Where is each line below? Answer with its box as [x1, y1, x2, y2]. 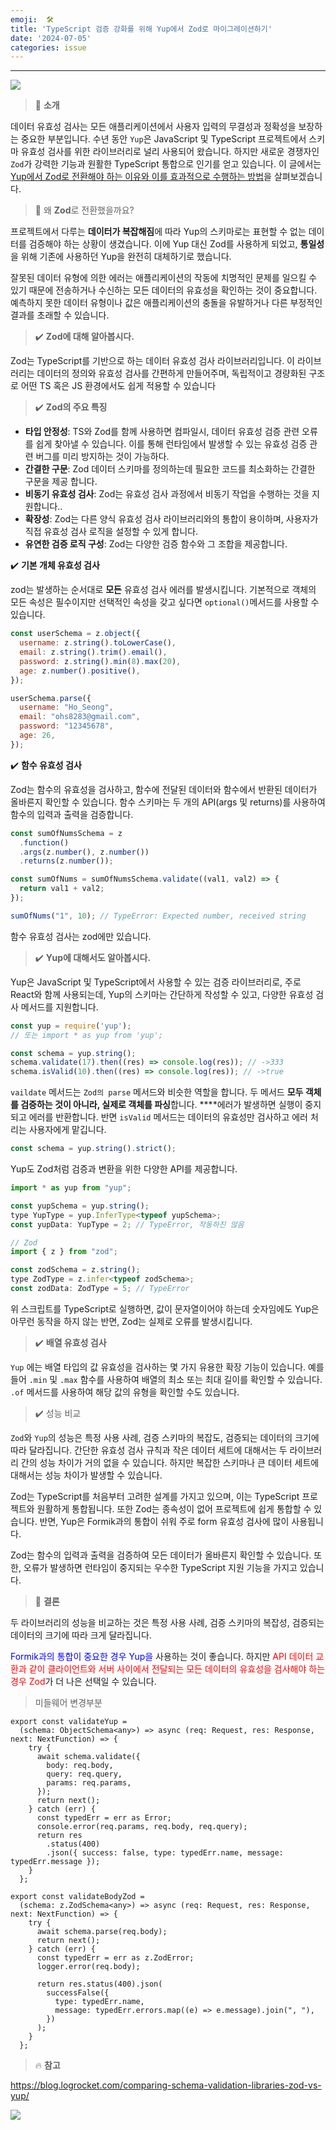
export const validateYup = [10, 1716, 128, 1726]
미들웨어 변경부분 [34, 1696, 103, 1708]
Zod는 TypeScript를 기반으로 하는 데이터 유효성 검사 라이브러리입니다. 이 [10, 355, 295, 367]
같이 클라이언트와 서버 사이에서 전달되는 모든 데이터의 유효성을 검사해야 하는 [28, 1662, 326, 1675]
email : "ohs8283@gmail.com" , [19, 712, 141, 722]
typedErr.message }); [10, 1856, 101, 1866]
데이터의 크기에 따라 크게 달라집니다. [10, 1629, 152, 1641]
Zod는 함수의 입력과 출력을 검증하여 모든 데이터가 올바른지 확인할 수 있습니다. [10, 1549, 312, 1561]
